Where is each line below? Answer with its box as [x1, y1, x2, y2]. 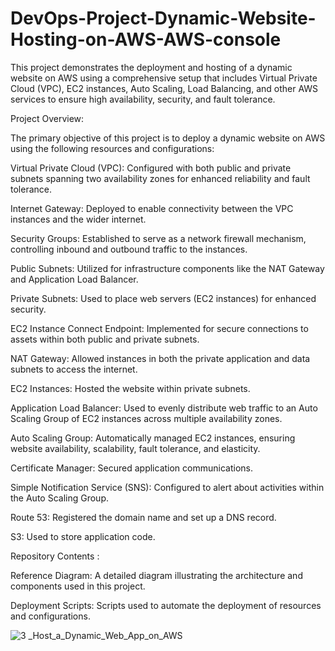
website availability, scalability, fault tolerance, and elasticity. [10, 442, 261, 454]
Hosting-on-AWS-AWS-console [10, 28, 282, 51]
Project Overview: [10, 112, 85, 124]
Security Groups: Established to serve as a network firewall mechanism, [10, 232, 307, 244]
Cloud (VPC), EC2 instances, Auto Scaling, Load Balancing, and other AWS [10, 82, 319, 94]
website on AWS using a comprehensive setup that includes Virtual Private [10, 72, 318, 84]
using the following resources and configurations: [10, 142, 215, 154]
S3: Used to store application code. [10, 530, 156, 542]
